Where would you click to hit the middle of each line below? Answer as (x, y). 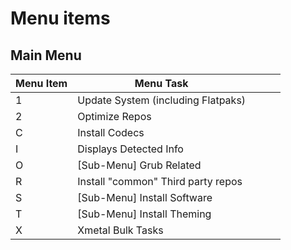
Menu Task (161, 83)
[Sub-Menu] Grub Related (139, 165)
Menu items (60, 18)
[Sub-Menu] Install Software (145, 197)
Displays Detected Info (130, 149)
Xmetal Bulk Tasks (120, 230)
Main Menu (46, 55)
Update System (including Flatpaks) (162, 100)
